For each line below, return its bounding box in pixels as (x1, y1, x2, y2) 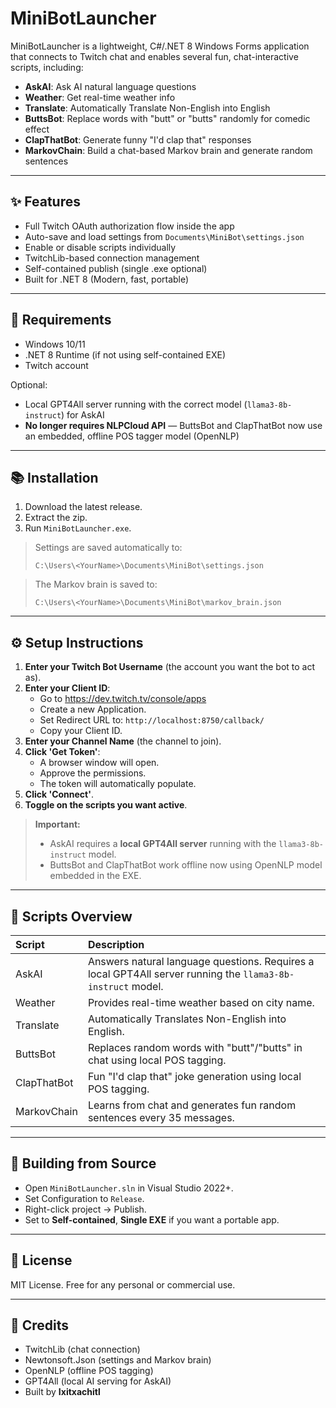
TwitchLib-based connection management (24, 252, 200, 264)
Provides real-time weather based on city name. (87, 996, 315, 1009)
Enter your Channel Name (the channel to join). (24, 735, 222, 747)
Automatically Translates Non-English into (87, 1012, 287, 1026)
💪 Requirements (10, 312, 112, 329)
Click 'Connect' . (24, 788, 95, 801)
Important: (34, 818, 81, 831)
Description (87, 938, 145, 951)
